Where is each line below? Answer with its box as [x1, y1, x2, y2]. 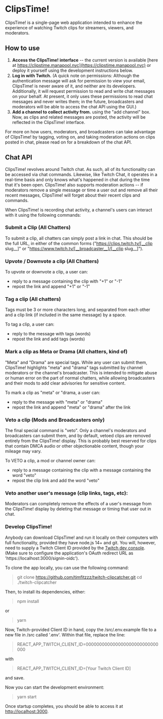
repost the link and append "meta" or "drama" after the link [12, 404, 131, 410]
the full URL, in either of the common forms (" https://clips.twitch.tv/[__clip [5, 240, 153, 246]
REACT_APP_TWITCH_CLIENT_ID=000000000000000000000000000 [17, 641, 159, 647]
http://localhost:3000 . [5, 708, 49, 714]
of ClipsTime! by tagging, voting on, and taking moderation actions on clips [5, 134, 155, 140]
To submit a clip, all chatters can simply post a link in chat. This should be [5, 235, 153, 241]
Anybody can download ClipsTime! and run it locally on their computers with [5, 534, 158, 540]
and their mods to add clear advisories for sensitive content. [5, 380, 126, 386]
